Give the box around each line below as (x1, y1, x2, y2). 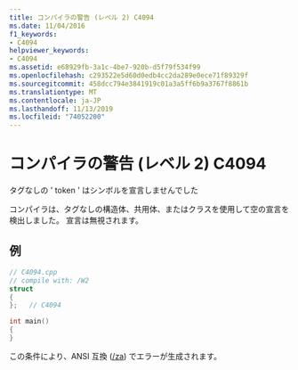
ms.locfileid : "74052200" (9, 112, 105, 121)
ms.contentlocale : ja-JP (9, 95, 101, 105)
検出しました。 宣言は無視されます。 (9, 215, 144, 226)
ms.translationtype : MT (9, 87, 98, 96)
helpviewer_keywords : (9, 46, 90, 55)
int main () (9, 317, 50, 326)
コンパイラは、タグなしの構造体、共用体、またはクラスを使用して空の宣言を (9, 204, 290, 215)
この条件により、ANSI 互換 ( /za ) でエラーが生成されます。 (9, 350, 222, 361)
